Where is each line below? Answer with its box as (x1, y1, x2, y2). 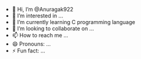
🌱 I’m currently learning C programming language (11, 19, 136, 25)
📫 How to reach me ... (11, 32, 68, 39)
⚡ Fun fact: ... (11, 47, 45, 54)
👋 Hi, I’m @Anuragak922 (11, 6, 74, 13)
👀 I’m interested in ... (11, 12, 64, 19)
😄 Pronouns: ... (11, 40, 51, 48)
